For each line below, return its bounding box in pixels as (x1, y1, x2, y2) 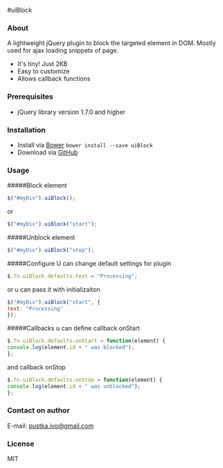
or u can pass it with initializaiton (7, 285, 100, 294)
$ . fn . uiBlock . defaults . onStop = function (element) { (7, 376, 163, 383)
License (7, 439, 35, 449)
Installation (7, 125, 46, 135)
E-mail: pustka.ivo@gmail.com (7, 421, 94, 430)
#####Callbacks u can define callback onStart (7, 324, 141, 333)
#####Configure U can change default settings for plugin (7, 259, 172, 267)
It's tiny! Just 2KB (17, 60, 68, 68)
